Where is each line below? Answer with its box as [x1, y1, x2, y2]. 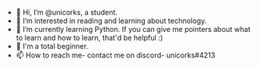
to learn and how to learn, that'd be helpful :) [15, 33, 164, 42]
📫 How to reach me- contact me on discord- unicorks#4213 [15, 50, 216, 60]
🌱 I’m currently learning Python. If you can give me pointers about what [15, 25, 251, 33]
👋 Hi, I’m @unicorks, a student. [15, 8, 118, 17]
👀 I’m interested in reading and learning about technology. [15, 16, 207, 26]
